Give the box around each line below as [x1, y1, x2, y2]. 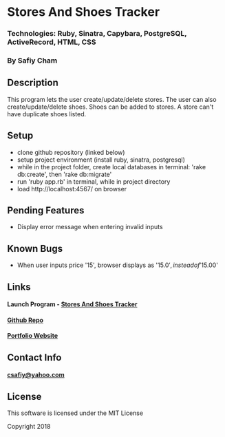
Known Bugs [7, 242, 63, 255]
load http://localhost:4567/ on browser [17, 184, 127, 193]
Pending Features [7, 204, 85, 217]
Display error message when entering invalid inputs [17, 223, 163, 231]
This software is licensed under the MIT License [7, 409, 143, 417]
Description [7, 77, 58, 89]
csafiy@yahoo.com [7, 371, 65, 379]
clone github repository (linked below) [17, 148, 125, 156]
